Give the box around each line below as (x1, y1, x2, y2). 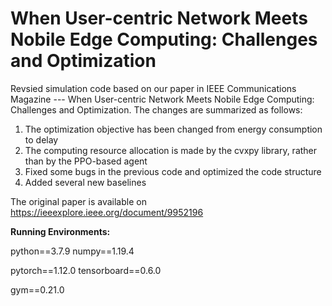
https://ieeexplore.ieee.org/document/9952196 (10, 206, 204, 218)
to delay (24, 133, 59, 146)
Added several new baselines (24, 176, 147, 188)
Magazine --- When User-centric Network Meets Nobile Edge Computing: (10, 93, 315, 105)
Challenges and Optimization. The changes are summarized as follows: (10, 103, 303, 116)
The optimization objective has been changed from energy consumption (24, 123, 323, 135)
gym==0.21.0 (10, 283, 65, 296)
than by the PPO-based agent (24, 155, 148, 167)
